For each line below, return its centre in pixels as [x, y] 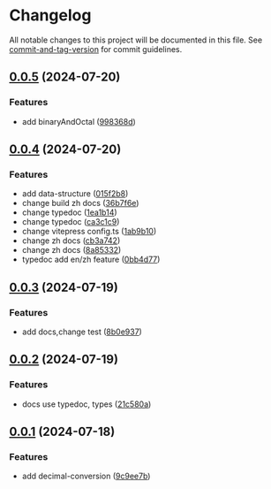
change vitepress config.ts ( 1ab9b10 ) [89, 232]
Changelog [50, 15]
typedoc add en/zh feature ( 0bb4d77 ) [91, 260]
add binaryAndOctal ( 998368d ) [79, 121]
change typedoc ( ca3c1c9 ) [71, 222]
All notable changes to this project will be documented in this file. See [136, 40]
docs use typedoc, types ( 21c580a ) [87, 404]
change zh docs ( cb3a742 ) [71, 241]
